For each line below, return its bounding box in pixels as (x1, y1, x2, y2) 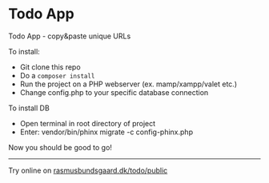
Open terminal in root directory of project (19, 118, 156, 128)
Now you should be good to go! (8, 142, 112, 152)
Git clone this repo (19, 62, 82, 72)
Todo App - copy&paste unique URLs (8, 31, 131, 41)
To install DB (8, 103, 50, 113)
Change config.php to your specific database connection (19, 87, 209, 97)
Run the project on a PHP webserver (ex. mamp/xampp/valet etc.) (19, 79, 238, 89)
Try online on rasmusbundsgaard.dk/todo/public (8, 165, 168, 175)
